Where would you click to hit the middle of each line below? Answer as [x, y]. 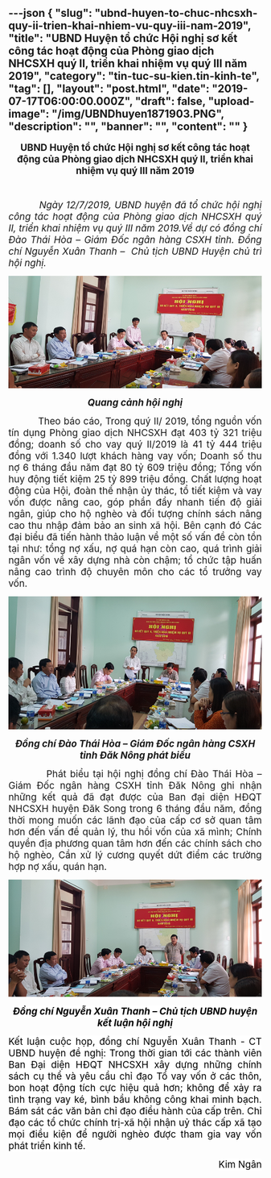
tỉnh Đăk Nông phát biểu [135, 755]
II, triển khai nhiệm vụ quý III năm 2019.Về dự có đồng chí [135, 228]
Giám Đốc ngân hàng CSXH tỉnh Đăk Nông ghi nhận [135, 785]
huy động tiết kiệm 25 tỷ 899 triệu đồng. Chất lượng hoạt [135, 479]
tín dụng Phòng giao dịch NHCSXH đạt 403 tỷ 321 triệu [135, 433]
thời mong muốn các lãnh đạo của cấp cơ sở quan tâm [135, 820]
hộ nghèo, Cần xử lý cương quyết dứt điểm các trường [135, 855]
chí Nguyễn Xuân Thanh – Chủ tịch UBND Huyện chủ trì [135, 251]
